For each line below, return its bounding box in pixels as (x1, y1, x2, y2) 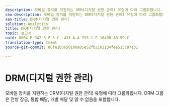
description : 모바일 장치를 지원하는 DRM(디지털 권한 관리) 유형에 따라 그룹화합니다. (5, 7, 162, 13)
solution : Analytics (5, 21, 49, 27)
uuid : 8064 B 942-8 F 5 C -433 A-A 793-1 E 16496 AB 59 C (5, 36, 129, 41)
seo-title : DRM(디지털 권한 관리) (5, 17, 70, 22)
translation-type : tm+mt (5, 40, 57, 45)
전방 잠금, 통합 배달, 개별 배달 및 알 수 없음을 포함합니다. (10, 96, 120, 102)
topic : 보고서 (5, 31, 32, 36)
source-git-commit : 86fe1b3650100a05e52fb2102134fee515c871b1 (5, 45, 138, 50)
